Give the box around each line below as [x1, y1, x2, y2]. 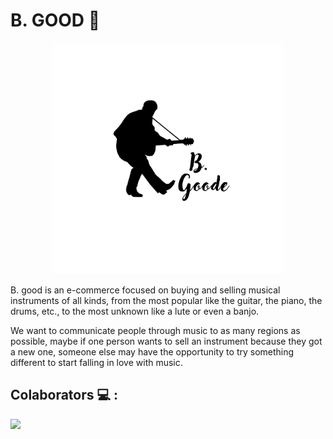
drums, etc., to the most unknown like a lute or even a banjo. [10, 305, 260, 317]
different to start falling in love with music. [10, 356, 183, 368]
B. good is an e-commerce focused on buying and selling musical [10, 284, 281, 296]
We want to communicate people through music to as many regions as [10, 324, 301, 336]
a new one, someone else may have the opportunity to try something [10, 345, 295, 358]
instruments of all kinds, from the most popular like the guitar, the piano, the [10, 294, 323, 306]
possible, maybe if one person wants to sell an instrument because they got [10, 335, 323, 347]
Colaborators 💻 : [10, 387, 119, 404]
